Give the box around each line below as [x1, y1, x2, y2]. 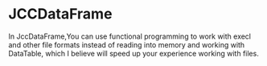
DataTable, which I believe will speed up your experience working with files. [8, 48, 259, 58]
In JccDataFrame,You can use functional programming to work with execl [8, 31, 252, 41]
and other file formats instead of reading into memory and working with [8, 39, 245, 49]
